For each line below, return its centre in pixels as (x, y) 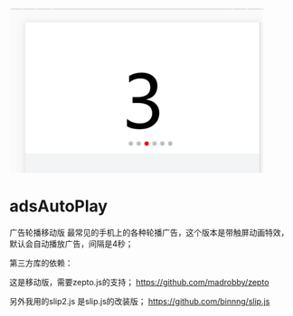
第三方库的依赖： (41, 263)
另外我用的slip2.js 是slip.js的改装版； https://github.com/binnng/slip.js (140, 301)
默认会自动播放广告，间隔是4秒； (71, 244)
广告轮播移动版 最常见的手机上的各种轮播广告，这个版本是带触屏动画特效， (149, 232)
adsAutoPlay (59, 206)
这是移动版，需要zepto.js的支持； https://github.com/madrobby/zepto (139, 282)
